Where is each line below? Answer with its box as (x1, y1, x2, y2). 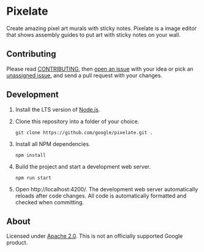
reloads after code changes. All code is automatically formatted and (15, 192, 187, 199)
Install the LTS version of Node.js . (15, 105, 100, 113)
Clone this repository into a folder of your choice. (15, 118, 140, 125)
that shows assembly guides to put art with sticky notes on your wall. (6, 31, 181, 38)
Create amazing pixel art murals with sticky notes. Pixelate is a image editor (6, 25, 197, 32)
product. (6, 239, 28, 246)
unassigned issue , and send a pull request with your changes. (6, 72, 162, 79)
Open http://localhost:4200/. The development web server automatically (15, 185, 198, 193)
